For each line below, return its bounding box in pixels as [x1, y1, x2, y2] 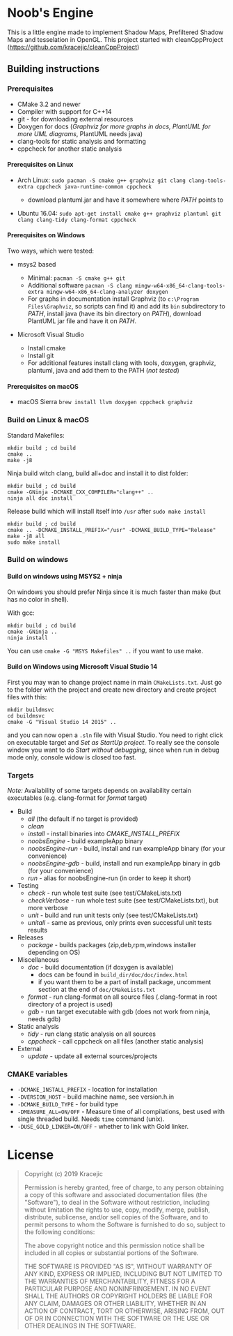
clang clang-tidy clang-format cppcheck [17, 216, 136, 223]
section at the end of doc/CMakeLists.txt [38, 986, 156, 994]
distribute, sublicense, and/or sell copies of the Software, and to [24, 1213, 209, 1222]
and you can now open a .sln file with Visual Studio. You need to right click [7, 731, 223, 739]
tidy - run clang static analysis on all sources [27, 1030, 156, 1038]
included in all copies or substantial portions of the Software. [24, 1249, 199, 1257]
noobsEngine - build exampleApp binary [27, 837, 143, 845]
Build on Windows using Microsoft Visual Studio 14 [7, 662, 158, 671]
